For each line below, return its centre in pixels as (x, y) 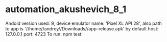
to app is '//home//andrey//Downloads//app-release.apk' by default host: (82, 28)
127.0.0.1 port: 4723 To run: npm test (43, 34)
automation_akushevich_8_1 (66, 9)
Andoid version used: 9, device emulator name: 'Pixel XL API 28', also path (83, 23)
